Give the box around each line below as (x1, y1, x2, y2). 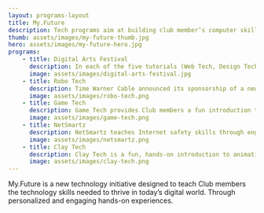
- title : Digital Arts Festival (22, 56, 128, 64)
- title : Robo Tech (22, 77, 86, 85)
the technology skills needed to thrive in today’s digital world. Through (8, 188, 236, 197)
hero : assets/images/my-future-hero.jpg (8, 41, 143, 49)
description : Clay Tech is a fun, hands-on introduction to (28, 150, 230, 158)
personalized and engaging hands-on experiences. (8, 196, 174, 205)
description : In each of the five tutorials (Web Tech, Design (28, 63, 241, 71)
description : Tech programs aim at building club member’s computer (8, 26, 237, 34)
